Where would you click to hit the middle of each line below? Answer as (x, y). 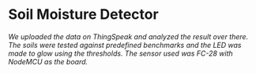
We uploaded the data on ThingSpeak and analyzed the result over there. (128, 36)
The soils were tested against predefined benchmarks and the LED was (125, 45)
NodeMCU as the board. (48, 61)
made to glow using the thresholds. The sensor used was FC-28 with (120, 53)
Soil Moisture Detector (84, 15)
